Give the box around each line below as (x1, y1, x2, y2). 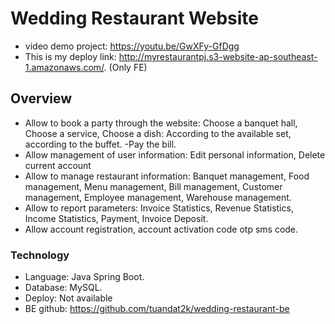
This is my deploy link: (24, 50, 117, 62)
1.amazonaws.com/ (24, 61, 105, 73)
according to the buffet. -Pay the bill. (24, 138, 177, 150)
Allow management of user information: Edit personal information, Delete (24, 148, 326, 161)
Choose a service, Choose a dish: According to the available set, (24, 127, 292, 139)
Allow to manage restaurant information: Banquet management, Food (24, 170, 310, 182)
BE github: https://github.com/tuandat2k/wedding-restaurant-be (24, 303, 290, 315)
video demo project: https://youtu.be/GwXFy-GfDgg (24, 40, 240, 52)
